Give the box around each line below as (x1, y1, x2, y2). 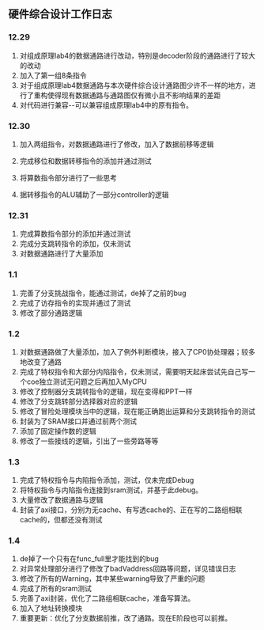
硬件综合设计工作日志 (8, 7, 112, 21)
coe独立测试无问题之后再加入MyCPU (26, 377, 148, 386)
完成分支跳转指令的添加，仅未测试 (19, 239, 131, 249)
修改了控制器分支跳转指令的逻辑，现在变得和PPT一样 (19, 386, 193, 396)
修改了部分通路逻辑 (19, 308, 83, 317)
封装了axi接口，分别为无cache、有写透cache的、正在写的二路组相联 (19, 505, 243, 514)
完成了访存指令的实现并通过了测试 (19, 298, 131, 307)
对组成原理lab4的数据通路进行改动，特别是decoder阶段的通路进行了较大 (19, 51, 255, 60)
